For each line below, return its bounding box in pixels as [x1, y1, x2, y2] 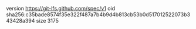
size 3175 [36, 17, 59, 24]
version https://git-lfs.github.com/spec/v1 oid [6, 5, 116, 12]
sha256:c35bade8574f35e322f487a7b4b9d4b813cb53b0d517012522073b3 [6, 11, 191, 18]
